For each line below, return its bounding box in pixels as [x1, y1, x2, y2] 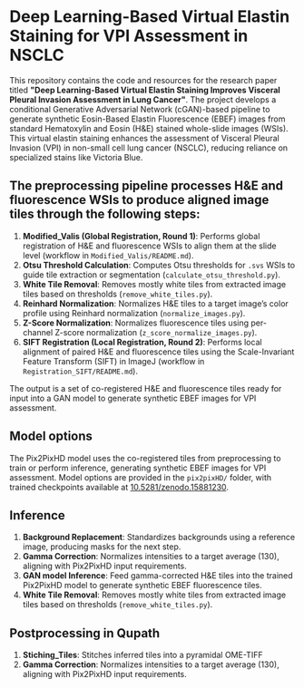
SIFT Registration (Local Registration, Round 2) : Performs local [22, 336, 262, 347]
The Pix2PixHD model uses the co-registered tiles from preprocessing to [9, 452, 281, 463]
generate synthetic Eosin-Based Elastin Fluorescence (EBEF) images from [9, 113, 286, 124]
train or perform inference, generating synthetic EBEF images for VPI [9, 462, 267, 473]
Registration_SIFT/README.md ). [22, 365, 139, 376]
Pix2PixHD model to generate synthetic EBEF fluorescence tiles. [22, 580, 263, 591]
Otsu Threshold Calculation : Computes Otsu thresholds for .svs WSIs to [22, 259, 296, 270]
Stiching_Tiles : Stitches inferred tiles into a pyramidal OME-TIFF [22, 650, 263, 661]
